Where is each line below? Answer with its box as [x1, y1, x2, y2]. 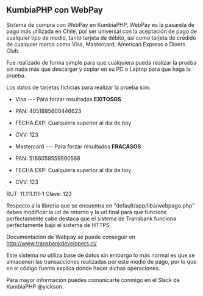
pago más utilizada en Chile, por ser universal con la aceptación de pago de [6, 27, 197, 35]
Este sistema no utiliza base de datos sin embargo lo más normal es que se [6, 251, 195, 259]
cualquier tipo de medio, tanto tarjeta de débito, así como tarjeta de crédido [6, 34, 196, 42]
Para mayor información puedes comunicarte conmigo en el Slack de [6, 276, 180, 283]
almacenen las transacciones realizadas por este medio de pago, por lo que [6, 258, 197, 265]
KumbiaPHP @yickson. [6, 283, 64, 290]
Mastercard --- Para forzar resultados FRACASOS [15, 143, 141, 150]
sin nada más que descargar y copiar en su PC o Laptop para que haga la [6, 65, 191, 73]
